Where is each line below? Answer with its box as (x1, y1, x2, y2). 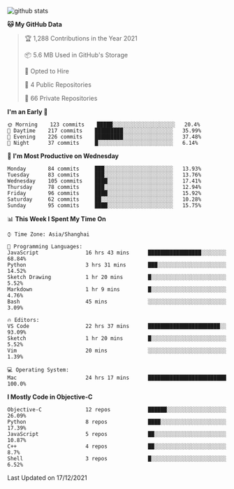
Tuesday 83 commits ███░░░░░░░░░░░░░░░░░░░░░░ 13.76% (7, 171, 201, 178)
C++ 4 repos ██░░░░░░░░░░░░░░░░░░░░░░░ (7, 443, 227, 450)
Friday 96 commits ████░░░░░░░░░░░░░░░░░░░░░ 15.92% (7, 190, 201, 197)
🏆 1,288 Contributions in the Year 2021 (24, 34, 138, 42)
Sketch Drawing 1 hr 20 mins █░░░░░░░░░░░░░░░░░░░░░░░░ (7, 274, 227, 281)
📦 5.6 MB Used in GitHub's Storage (24, 51, 128, 59)
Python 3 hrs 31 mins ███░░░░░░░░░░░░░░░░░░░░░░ (7, 262, 227, 269)
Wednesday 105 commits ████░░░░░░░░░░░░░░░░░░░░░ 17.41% (7, 178, 201, 185)
